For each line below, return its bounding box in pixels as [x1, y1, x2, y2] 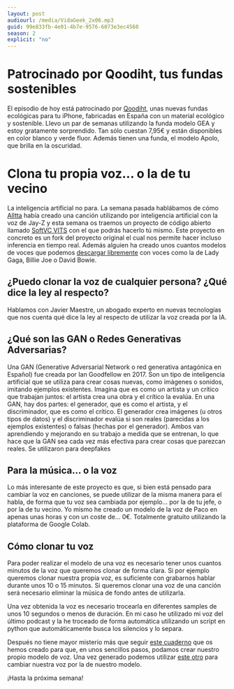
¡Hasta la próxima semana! [7, 674, 84, 682]
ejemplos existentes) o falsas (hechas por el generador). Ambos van [7, 422, 204, 430]
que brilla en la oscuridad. [7, 141, 82, 150]
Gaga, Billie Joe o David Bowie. [7, 256, 97, 264]
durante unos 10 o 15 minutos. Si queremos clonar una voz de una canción [7, 581, 221, 590]
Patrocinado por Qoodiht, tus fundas [7, 66, 224, 82]
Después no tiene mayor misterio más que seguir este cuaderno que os [7, 638, 213, 646]
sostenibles [7, 81, 77, 97]
